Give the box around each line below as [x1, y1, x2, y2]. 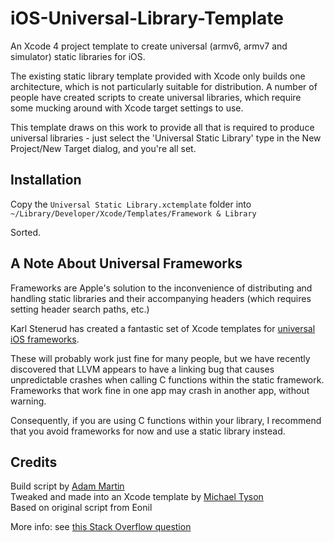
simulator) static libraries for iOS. [10, 50, 146, 62]
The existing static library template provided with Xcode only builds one [10, 70, 306, 82]
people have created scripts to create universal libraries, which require [10, 91, 302, 103]
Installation [10, 172, 82, 189]
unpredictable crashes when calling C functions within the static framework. [10, 373, 325, 386]
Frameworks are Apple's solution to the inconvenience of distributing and [10, 282, 313, 294]
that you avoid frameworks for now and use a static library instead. [10, 425, 286, 437]
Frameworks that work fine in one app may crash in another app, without [10, 384, 310, 396]
